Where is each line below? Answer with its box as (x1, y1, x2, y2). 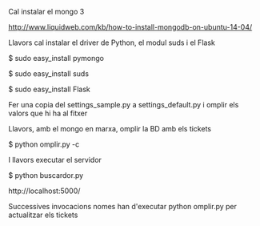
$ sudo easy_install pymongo (8, 54, 105, 63)
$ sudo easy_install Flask (8, 84, 90, 94)
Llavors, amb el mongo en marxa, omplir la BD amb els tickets (8, 124, 212, 133)
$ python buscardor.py (8, 171, 84, 180)
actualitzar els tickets (8, 210, 78, 220)
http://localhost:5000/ (8, 186, 81, 196)
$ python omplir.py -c (8, 139, 80, 149)
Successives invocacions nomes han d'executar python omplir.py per (8, 202, 238, 211)
